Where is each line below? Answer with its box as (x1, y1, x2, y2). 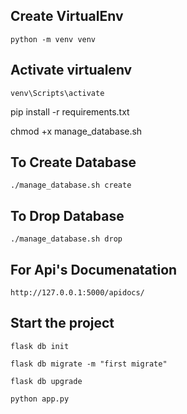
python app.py (10, 394, 70, 404)
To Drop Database (10, 207, 125, 224)
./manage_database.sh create (10, 180, 132, 191)
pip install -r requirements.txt (10, 105, 130, 118)
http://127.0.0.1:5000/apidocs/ (10, 288, 145, 298)
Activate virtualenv (10, 62, 133, 79)
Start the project (10, 315, 115, 332)
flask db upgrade (10, 376, 83, 386)
